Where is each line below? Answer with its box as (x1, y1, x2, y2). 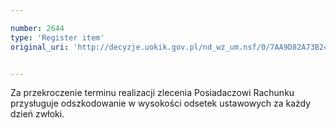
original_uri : (10, 42, 70, 52)
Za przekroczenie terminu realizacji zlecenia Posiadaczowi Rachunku (10, 87, 295, 99)
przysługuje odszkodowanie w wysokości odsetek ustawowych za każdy (10, 97, 312, 110)
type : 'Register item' (10, 32, 105, 43)
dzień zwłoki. (10, 108, 65, 120)
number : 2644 (10, 23, 65, 33)
